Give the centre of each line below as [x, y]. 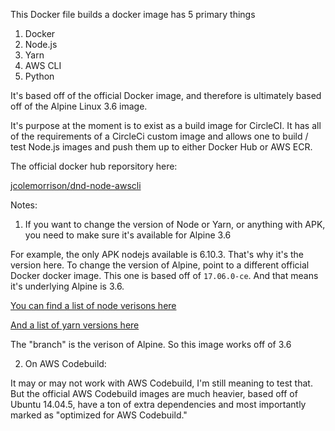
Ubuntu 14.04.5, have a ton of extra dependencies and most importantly [158, 404]
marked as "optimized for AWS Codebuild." [99, 415]
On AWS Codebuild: [65, 363]
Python [39, 76]
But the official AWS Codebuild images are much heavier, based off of [154, 393]
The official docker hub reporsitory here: [94, 166]
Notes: [24, 205]
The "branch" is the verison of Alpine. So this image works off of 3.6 [151, 344]
